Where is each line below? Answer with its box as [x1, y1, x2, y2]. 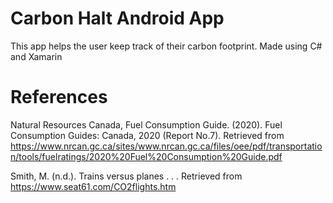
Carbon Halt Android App [10, 7, 225, 30]
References [10, 86, 108, 109]
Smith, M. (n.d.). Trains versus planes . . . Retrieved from [10, 170, 243, 182]
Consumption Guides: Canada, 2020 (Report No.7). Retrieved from [10, 129, 285, 141]
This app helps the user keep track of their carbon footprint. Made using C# [10, 40, 323, 52]
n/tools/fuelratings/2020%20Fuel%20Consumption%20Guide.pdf [10, 150, 283, 162]
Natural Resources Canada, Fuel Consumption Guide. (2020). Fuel [10, 118, 283, 131]
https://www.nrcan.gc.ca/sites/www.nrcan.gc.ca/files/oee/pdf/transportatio [10, 140, 323, 152]
